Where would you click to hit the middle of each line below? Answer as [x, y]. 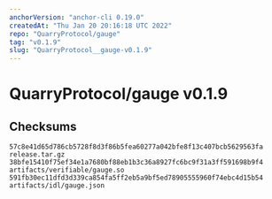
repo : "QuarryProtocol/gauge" [65, 34]
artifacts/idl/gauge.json [57, 186]
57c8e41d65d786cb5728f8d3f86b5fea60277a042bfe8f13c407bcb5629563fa [136, 147]
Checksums [43, 126]
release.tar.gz [37, 155]
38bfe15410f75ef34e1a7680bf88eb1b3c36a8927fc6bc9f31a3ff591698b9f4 [136, 163]
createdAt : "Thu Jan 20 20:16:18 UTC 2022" [91, 26]
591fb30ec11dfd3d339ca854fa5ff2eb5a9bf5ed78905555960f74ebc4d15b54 [136, 178]
